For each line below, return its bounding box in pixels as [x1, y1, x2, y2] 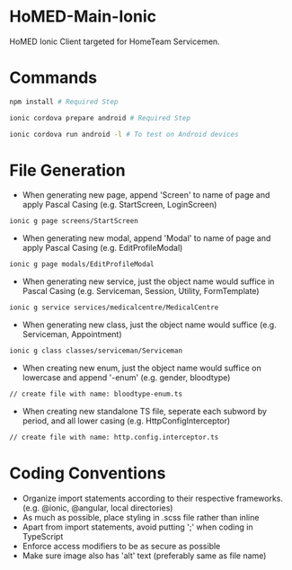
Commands [9, 67, 98, 88]
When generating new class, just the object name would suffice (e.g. [22, 319, 277, 330]
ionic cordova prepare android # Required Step [9, 113, 191, 122]
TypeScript [22, 530, 64, 541]
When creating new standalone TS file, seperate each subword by [22, 405, 268, 416]
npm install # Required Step [9, 97, 119, 106]
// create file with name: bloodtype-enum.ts [9, 389, 182, 398]
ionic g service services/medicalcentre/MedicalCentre [9, 303, 219, 312]
